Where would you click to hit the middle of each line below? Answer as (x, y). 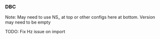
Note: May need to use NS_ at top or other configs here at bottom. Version (80, 17)
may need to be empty (28, 22)
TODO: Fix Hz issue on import (35, 32)
